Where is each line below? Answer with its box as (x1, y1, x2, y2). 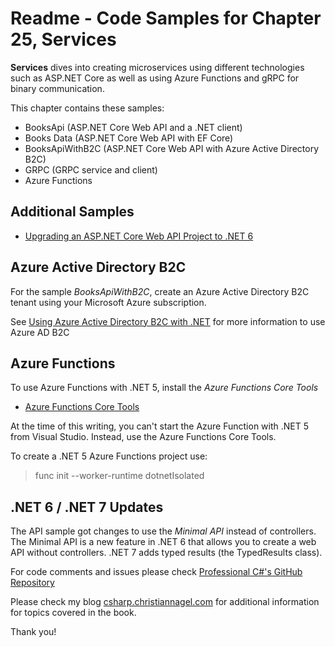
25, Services (10, 28, 117, 51)
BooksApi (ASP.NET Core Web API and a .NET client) (24, 121, 243, 133)
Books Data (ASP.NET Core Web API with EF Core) (24, 132, 234, 144)
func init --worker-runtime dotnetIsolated (34, 470, 205, 482)
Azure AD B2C (10, 326, 70, 338)
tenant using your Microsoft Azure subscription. (10, 296, 207, 308)
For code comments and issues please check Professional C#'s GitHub (10, 566, 303, 578)
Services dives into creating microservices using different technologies (10, 61, 305, 73)
